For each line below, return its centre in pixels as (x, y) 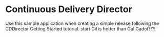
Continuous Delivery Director (69, 9)
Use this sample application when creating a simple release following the (82, 23)
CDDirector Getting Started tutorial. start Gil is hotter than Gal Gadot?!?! (80, 28)
